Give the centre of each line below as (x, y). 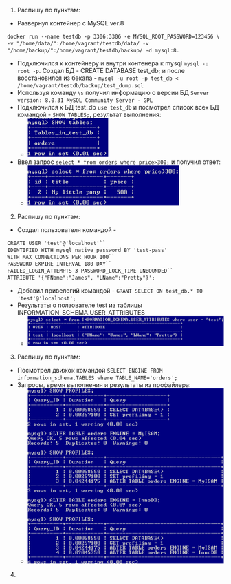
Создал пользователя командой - (67, 230)
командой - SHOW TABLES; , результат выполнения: (89, 114)
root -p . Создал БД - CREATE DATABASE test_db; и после (101, 71)
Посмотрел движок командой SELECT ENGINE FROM (90, 371)
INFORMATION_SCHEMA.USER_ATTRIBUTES (81, 312)
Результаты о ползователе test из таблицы (79, 305)
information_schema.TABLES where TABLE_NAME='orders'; (97, 378)
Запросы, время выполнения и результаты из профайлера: (104, 385)
